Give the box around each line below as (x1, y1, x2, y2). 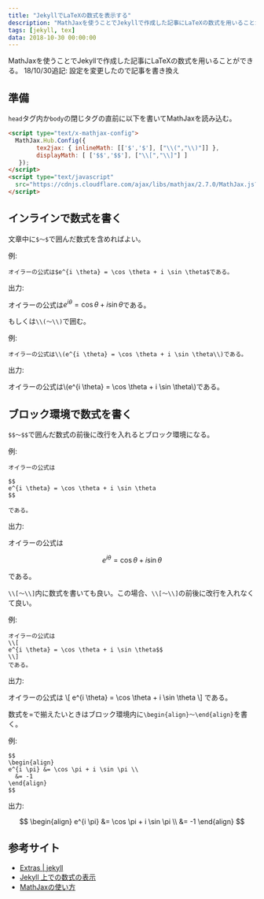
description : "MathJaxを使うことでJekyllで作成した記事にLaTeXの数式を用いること (8, 19, 255, 27)
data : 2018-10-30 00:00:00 (8, 33, 97, 42)
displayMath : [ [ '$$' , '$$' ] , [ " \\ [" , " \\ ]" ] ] (36, 151, 189, 159)
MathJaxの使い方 (19, 882, 76, 891)
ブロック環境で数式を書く (8, 407, 132, 421)
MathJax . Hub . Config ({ (15, 136, 86, 144)
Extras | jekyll (19, 863, 64, 872)
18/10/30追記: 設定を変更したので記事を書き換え (23, 66, 180, 76)
